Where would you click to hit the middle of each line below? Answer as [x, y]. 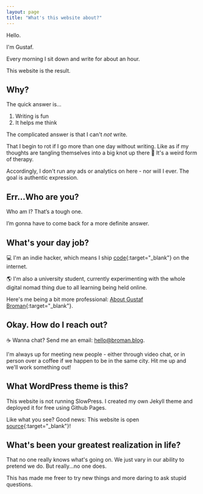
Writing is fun [32, 116]
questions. [20, 485]
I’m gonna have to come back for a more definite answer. [78, 223]
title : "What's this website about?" [54, 18]
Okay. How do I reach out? [57, 325]
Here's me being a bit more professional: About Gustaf [75, 299]
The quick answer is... [34, 104]
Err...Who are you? [43, 197]
